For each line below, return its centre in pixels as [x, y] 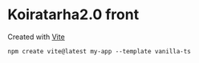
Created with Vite [36, 37]
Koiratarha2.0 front [73, 15]
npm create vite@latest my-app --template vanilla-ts [99, 51]
